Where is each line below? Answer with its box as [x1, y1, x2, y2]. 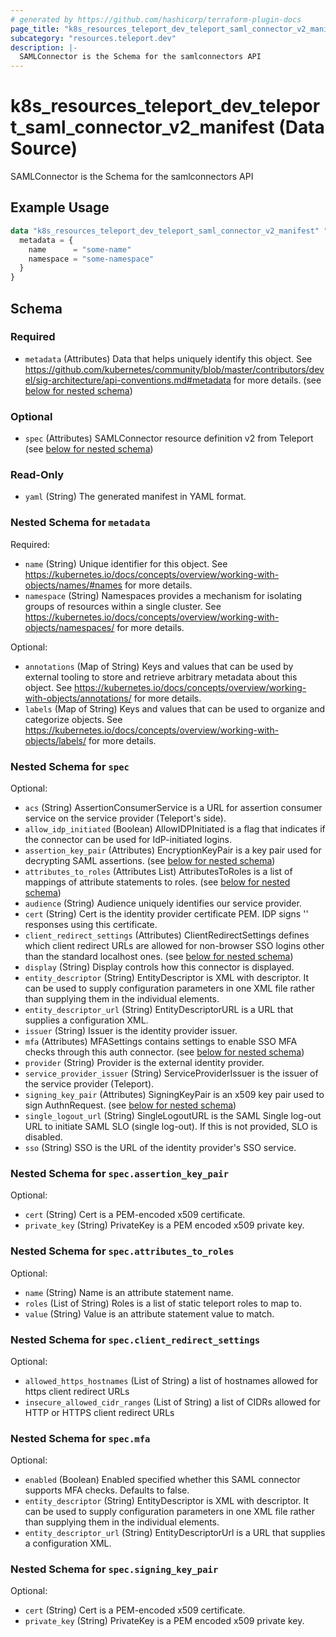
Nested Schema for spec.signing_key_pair [10, 1562, 219, 1576]
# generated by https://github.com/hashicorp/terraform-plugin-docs [10, 14, 302, 25]
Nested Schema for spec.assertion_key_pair [10, 1166, 229, 1180]
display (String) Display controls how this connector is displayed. [24, 961, 295, 973]
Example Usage [10, 199, 110, 216]
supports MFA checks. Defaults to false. [24, 1484, 190, 1496]
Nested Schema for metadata [10, 516, 151, 530]
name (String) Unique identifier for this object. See [24, 557, 228, 570]
